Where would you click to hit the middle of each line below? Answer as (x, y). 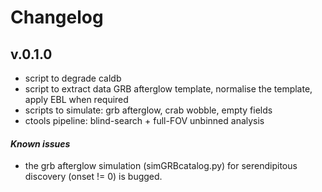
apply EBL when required (76, 99)
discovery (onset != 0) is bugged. (93, 177)
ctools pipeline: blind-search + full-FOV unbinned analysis (144, 120)
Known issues (40, 143)
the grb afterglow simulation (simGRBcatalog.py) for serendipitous (161, 166)
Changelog (57, 17)
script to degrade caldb (73, 78)
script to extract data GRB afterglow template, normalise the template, (168, 89)
